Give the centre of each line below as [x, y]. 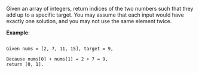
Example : [18, 33]
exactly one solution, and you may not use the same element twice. [89, 21]
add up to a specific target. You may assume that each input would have [95, 15]
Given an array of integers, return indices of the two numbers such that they [100, 9]
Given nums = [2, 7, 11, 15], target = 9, [60, 49]
